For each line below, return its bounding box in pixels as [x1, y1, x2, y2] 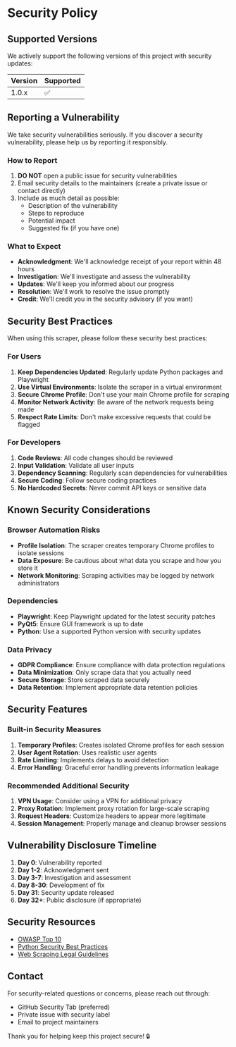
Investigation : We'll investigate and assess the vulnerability [17, 273, 191, 281]
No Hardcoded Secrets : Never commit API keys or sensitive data [17, 483, 206, 492]
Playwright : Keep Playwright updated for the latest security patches [17, 612, 216, 621]
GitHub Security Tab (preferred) [17, 1003, 111, 1011]
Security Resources [7, 916, 97, 928]
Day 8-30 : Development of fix [17, 881, 105, 889]
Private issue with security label [17, 1010, 111, 1019]
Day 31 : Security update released [17, 888, 115, 896]
